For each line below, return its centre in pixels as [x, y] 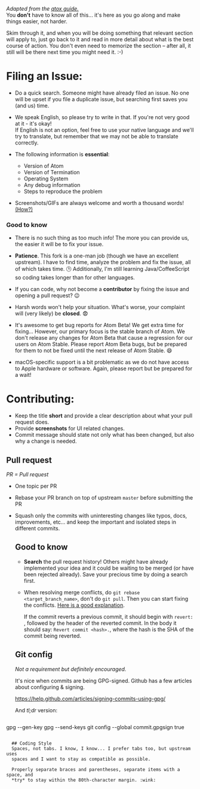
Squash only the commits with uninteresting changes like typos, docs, [101, 515]
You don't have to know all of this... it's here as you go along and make [93, 15]
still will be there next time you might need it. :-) [65, 52]
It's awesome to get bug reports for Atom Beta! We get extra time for [99, 325]
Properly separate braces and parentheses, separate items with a [96, 769]
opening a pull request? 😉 [47, 295]
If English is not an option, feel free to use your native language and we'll [104, 130]
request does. [32, 422]
